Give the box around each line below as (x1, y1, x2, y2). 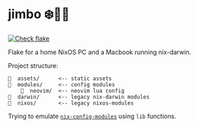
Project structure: (8, 61, 59, 69)
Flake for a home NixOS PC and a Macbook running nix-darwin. (8, 48, 192, 56)
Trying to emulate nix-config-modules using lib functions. (8, 112, 176, 120)
